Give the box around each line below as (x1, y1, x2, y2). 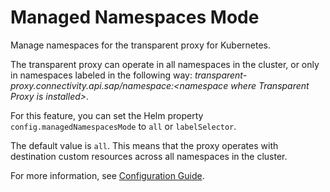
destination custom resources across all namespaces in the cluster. (10, 150, 288, 162)
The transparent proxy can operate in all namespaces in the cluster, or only (10, 58, 320, 70)
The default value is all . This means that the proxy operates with (10, 139, 279, 151)
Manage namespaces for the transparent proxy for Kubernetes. (10, 39, 272, 51)
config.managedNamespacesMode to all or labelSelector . (10, 120, 237, 132)
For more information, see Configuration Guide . (10, 169, 205, 181)
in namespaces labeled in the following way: (10, 69, 193, 81)
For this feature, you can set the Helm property (10, 109, 204, 121)
